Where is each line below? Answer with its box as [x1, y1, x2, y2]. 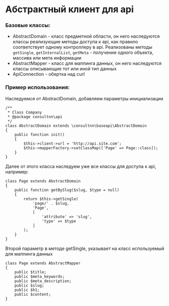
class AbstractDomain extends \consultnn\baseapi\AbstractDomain [5, 123, 147, 128]
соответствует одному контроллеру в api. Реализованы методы [12, 44, 153, 50]
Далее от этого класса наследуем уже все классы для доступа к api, [5, 163, 156, 169]
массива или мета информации [12, 55, 81, 61]
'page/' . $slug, [32, 201, 70, 206]
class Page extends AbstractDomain [5, 178, 81, 184]
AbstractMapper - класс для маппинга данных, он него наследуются [12, 60, 162, 67]
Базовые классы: [5, 22, 51, 29]
